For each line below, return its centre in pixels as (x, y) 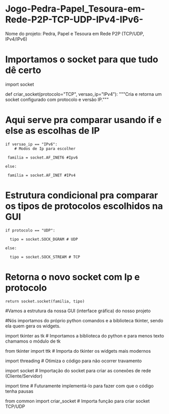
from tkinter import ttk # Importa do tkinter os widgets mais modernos (78, 351)
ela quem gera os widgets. (33, 326)
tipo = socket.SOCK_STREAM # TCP (45, 257)
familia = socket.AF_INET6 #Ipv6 (43, 158)
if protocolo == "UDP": (30, 230)
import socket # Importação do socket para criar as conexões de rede (78, 370)
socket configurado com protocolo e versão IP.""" (57, 99)
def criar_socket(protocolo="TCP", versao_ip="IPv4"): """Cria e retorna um (83, 94)
